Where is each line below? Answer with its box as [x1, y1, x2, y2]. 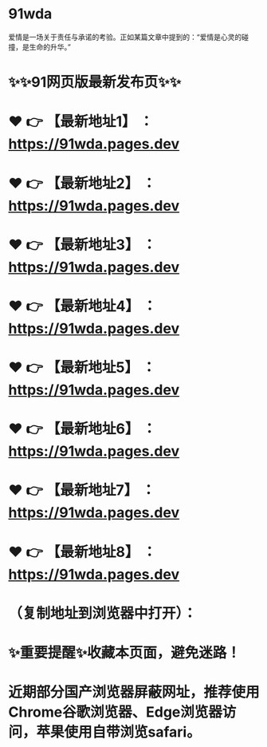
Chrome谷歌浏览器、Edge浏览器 [8, 703, 223, 721]
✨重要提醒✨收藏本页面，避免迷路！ [8, 644, 241, 662]
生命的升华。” [29, 41, 72, 52]
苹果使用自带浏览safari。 [36, 723, 201, 741]
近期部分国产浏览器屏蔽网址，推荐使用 [8, 683, 261, 702]
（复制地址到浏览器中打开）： [8, 604, 198, 622]
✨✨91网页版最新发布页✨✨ [8, 73, 182, 92]
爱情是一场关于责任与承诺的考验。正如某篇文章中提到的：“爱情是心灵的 [8, 32, 242, 41]
